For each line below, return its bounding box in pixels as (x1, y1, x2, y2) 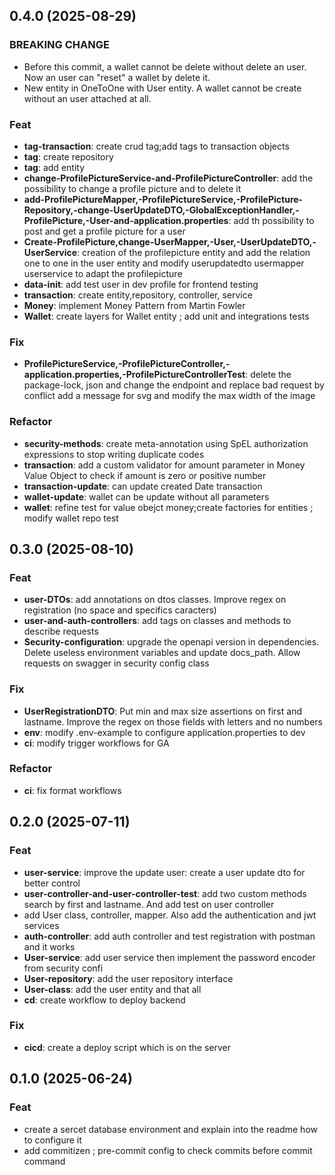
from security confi (23, 962, 104, 974)
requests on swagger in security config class (23, 657, 210, 669)
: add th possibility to (228, 214, 315, 226)
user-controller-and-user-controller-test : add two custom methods (23, 887, 307, 899)
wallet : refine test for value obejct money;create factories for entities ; (23, 501, 314, 513)
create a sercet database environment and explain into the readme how (23, 1123, 318, 1135)
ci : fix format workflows (23, 784, 122, 796)
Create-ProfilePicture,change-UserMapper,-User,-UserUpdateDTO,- (23, 235, 317, 248)
